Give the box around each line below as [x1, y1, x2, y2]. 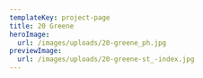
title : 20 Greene [9, 22, 75, 30]
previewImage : [9, 47, 63, 56]
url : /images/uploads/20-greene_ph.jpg [17, 38, 167, 48]
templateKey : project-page [9, 13, 110, 22]
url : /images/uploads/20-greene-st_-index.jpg [17, 55, 195, 64]
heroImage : [9, 30, 50, 39]
